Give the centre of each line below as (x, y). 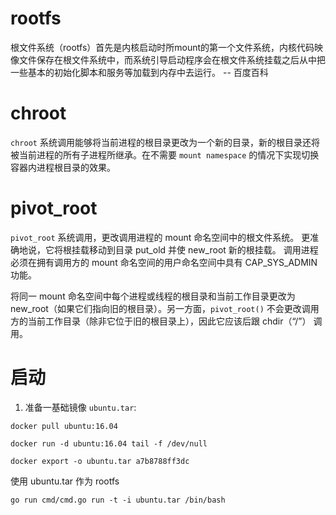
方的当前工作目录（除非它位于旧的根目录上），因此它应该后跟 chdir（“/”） (161, 321)
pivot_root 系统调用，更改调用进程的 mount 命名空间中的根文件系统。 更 (160, 237)
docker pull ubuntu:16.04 (64, 426)
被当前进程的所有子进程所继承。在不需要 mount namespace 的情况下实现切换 (165, 154)
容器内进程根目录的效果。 (63, 167)
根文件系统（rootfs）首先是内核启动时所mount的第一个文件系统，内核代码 (162, 47)
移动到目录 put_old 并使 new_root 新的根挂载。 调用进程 (203, 249)
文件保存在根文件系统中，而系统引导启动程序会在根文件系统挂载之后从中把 (172, 59)
